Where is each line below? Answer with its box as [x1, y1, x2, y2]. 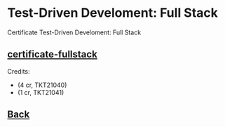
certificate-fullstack [7, 48, 98, 60]
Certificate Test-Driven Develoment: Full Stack [7, 28, 142, 36]
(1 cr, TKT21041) [17, 88, 64, 96]
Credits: [7, 67, 30, 75]
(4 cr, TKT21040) [17, 81, 67, 89]
